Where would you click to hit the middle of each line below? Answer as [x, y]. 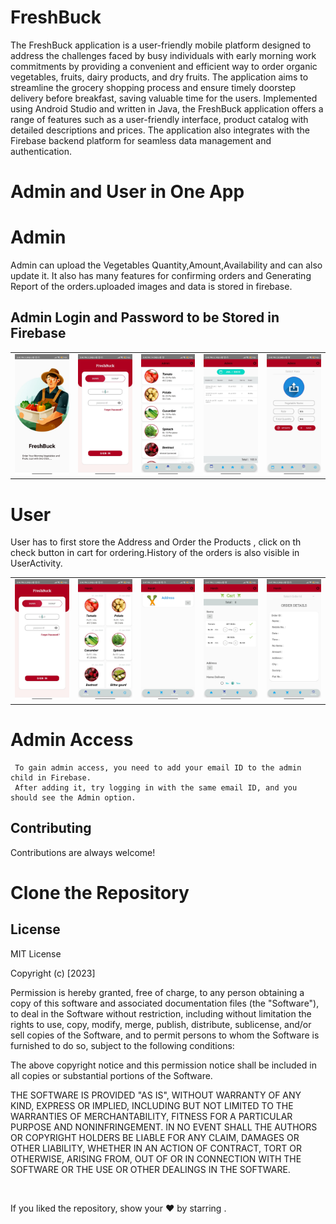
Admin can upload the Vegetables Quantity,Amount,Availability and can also [166, 265]
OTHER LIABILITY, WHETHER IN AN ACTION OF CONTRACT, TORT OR [156, 1148]
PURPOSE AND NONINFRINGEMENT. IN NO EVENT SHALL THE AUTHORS [164, 1127]
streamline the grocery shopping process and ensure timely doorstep [153, 87]
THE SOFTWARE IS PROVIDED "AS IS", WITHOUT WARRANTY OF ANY [156, 1095]
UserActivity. [36, 563]
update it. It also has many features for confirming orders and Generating [161, 276]
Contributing [51, 828]
